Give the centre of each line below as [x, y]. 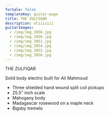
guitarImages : [20, 28]
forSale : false [21, 10]
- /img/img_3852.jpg [30, 50]
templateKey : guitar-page [31, 14]
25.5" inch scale [28, 93]
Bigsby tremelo [27, 108]
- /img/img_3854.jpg [30, 46]
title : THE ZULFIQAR [26, 19]
